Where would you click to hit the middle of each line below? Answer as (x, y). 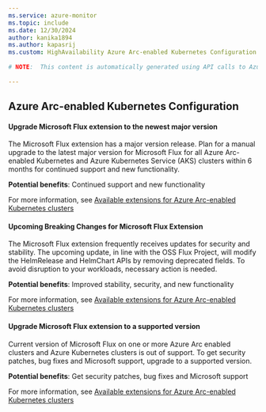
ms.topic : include (38, 23)
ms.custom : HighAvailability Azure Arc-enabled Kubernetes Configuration (133, 52)
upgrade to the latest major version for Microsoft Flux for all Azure (116, 153)
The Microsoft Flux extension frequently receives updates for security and (129, 244)
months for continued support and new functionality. (94, 169)
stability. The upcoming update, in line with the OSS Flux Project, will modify (132, 252)
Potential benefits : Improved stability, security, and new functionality (121, 285)
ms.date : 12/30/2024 (42, 30)
